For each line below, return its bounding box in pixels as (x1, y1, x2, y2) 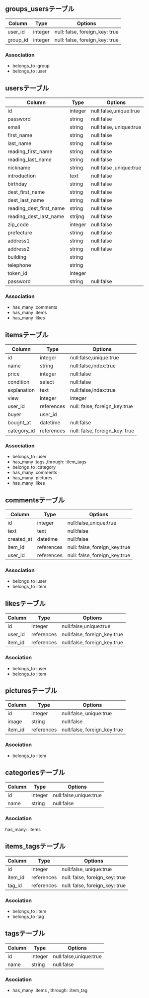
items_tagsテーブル (5, 842, 66, 851)
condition (7, 379, 30, 386)
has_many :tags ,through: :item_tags (12, 459, 87, 465)
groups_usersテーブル (5, 4, 74, 13)
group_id (7, 36, 28, 43)
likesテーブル (5, 599, 46, 608)
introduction (7, 172, 36, 179)
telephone (7, 261, 31, 268)
